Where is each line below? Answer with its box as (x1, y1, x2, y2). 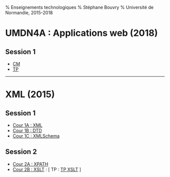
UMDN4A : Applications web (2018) (5, 27, 158, 39)
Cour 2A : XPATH (12, 161, 49, 167)
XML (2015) (5, 88, 55, 100)
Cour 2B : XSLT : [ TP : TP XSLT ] (12, 166, 81, 172)
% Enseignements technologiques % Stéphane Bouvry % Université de (5, 5, 154, 10)
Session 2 (5, 148, 37, 156)
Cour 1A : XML (12, 122, 43, 128)
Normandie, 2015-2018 (5, 10, 53, 16)
